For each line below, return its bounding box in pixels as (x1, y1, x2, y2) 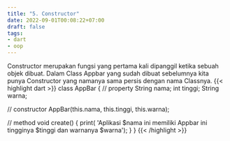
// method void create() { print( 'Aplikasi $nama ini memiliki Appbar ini (7, 119, 208, 126)
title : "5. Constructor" (7, 10, 80, 17)
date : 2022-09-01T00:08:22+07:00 (7, 17, 105, 24)
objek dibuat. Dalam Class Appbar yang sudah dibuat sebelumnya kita (7, 69, 209, 77)
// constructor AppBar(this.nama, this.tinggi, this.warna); (7, 105, 170, 113)
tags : (7, 29, 23, 37)
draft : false (7, 23, 45, 30)
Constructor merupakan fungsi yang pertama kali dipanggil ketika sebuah (7, 62, 219, 70)
